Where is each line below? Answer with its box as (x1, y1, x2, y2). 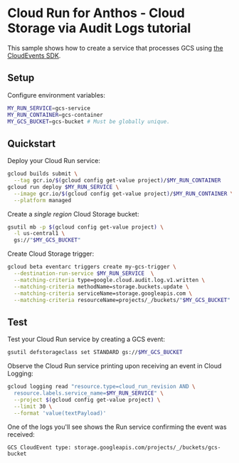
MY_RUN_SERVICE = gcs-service (7, 105, 91, 112)
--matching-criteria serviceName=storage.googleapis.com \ (14, 290, 193, 297)
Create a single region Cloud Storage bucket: (7, 209, 139, 218)
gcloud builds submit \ (7, 170, 78, 177)
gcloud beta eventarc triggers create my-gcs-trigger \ (7, 264, 176, 271)
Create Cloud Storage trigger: (7, 249, 95, 258)
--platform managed (14, 197, 72, 204)
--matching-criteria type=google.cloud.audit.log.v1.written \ (14, 276, 205, 283)
